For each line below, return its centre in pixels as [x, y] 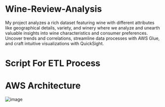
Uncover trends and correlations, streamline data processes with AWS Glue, [82, 38]
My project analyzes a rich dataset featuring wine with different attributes [80, 23]
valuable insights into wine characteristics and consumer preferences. [77, 33]
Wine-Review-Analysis [54, 9]
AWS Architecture [43, 86]
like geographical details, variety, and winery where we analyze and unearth [82, 27]
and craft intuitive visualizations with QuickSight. [55, 43]
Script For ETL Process [53, 64]
